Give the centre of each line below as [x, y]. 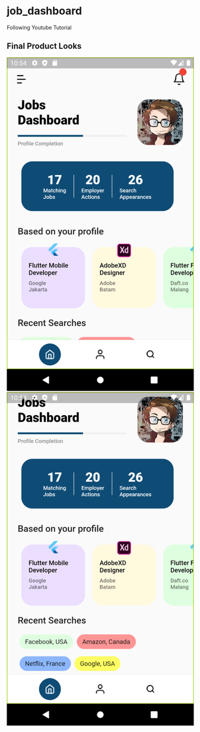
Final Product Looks [44, 46]
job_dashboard [45, 11]
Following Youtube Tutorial [39, 27]
